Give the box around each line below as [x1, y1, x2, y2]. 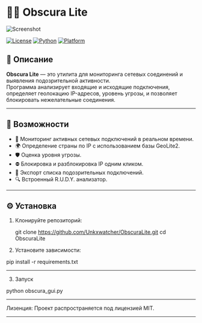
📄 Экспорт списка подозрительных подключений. [14, 169, 144, 176]
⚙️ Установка [6, 201, 57, 211]
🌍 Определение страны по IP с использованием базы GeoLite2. [14, 142, 180, 149]
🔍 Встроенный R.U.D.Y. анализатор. [14, 175, 108, 183]
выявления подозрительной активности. [6, 77, 111, 84]
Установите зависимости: [14, 246, 81, 254]
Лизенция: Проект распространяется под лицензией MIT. [6, 304, 155, 312]
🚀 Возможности [6, 119, 69, 130]
